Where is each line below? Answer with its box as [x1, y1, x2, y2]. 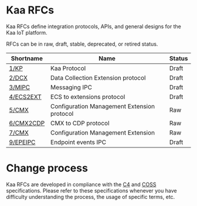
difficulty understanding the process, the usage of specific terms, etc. [6, 193, 175, 200]
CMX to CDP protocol [50, 119, 110, 127]
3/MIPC [9, 83, 30, 91]
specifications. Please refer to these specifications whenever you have [6, 187, 177, 194]
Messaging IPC [50, 83, 93, 91]
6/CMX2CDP [9, 119, 45, 127]
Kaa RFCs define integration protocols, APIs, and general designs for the [6, 23, 182, 30]
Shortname [11, 54, 43, 62]
